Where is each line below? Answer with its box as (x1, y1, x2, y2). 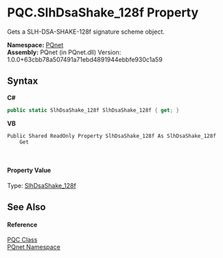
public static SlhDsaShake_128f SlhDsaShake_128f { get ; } (7, 106, 180, 114)
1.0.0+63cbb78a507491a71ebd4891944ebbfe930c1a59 (7, 55, 163, 63)
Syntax (7, 75, 38, 87)
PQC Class (7, 235, 38, 244)
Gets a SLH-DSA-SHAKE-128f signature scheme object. (7, 27, 165, 36)
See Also (7, 201, 46, 213)
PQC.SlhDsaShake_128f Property (7, 5, 199, 21)
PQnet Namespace (7, 243, 60, 251)
